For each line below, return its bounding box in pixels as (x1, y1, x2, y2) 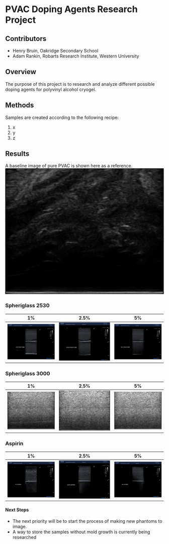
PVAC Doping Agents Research (5, 4, 138, 15)
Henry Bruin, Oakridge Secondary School (12, 48, 99, 53)
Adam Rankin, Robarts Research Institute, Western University (12, 53, 139, 59)
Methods (5, 101, 34, 109)
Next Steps (5, 507, 29, 513)
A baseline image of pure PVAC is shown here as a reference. (5, 163, 133, 169)
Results (5, 150, 30, 158)
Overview (5, 68, 37, 76)
